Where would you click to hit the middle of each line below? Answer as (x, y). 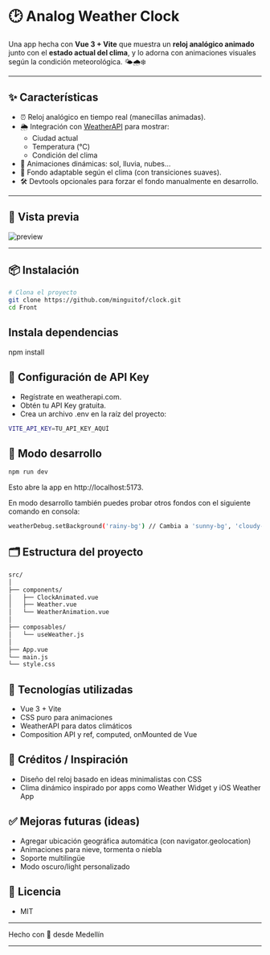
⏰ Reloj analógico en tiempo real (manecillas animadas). (113, 117)
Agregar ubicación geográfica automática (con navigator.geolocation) (135, 841)
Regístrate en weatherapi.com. (71, 396)
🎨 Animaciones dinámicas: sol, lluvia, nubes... (95, 163)
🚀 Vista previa (44, 217)
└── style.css (32, 665)
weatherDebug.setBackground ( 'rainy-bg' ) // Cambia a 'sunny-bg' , (120, 527)
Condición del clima (65, 155)
